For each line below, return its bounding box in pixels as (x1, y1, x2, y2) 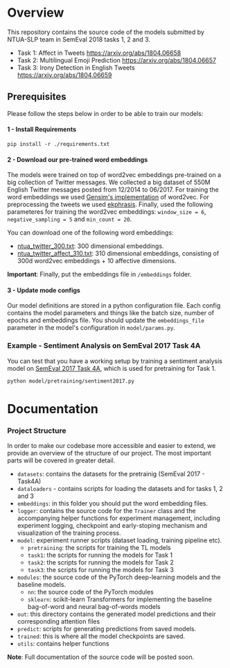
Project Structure (7, 426, 67, 435)
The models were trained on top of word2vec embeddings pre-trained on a (7, 171, 222, 179)
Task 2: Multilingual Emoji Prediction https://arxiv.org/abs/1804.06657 (17, 56, 217, 64)
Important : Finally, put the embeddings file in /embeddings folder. (7, 270, 192, 278)
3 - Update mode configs (7, 286, 81, 294)
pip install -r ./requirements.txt (7, 140, 110, 147)
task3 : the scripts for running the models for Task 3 (27, 566, 175, 574)
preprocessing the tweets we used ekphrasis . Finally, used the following (7, 200, 213, 209)
